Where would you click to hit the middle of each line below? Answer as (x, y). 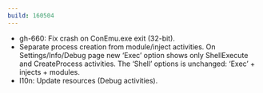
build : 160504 (31, 15)
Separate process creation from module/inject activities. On (118, 46)
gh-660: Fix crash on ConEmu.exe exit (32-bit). (97, 38)
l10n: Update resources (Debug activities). (88, 80)
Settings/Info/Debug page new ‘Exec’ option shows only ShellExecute (133, 55)
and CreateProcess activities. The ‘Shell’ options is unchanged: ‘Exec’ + (137, 64)
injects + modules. (50, 72)
